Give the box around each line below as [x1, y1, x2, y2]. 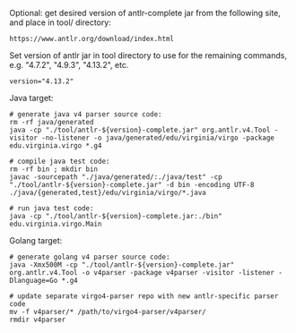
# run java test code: [9, 204, 94, 213]
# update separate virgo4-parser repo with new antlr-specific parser [9, 292, 279, 301]
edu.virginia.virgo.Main [9, 219, 102, 228]
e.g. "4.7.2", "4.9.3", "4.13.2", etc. [9, 60, 129, 70]
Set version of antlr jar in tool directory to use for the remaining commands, [9, 50, 287, 61]
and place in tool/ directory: [9, 17, 112, 28]
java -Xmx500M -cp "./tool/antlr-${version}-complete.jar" [9, 260, 235, 269]
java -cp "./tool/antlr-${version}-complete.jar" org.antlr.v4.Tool [9, 125, 271, 134]
